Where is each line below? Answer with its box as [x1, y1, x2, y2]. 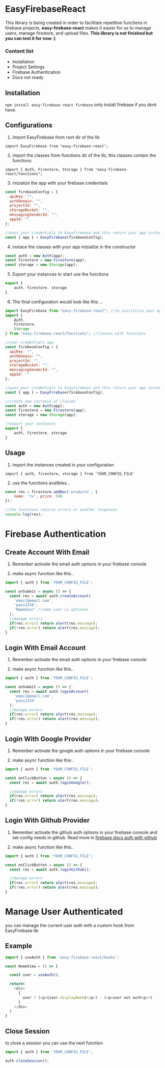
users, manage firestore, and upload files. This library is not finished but [5, 30, 153, 36]
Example [5, 942, 32, 950]
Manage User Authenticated [5, 906, 123, 917]
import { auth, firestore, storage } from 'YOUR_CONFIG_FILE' [5, 471, 135, 476]
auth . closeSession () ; [5, 1059, 50, 1064]
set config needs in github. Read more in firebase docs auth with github [12, 834, 157, 841]
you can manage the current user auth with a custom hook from [5, 922, 134, 928]
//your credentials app [5, 340, 54, 345]
